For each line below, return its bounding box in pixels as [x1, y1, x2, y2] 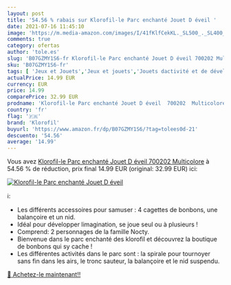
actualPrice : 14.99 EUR [7, 74, 76, 81]
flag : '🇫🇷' [7, 112, 41, 119]
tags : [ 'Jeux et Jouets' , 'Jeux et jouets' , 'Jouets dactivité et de [7, 68, 208, 75]
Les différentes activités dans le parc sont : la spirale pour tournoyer [16, 250, 211, 258]
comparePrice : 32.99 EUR [7, 94, 78, 101]
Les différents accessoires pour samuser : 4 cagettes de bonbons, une [16, 206, 218, 214]
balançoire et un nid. [16, 213, 76, 222]
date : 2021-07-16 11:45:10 [7, 23, 85, 30]
